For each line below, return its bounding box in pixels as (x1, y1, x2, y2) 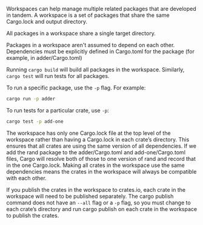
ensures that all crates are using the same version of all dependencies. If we (6, 142, 197, 149)
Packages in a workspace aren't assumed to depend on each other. (6, 42, 175, 48)
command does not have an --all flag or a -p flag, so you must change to (6, 199, 191, 206)
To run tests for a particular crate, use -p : (6, 106, 109, 114)
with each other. (6, 174, 47, 181)
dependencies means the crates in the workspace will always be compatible (6, 168, 197, 175)
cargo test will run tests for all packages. (6, 73, 110, 79)
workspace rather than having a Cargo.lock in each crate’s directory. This (6, 135, 190, 143)
